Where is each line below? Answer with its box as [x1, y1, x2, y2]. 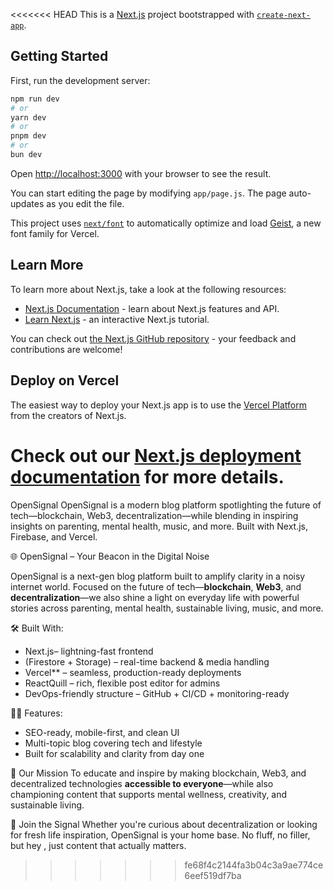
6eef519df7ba [184, 869, 242, 881]
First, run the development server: [10, 74, 151, 86]
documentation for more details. [10, 465, 285, 488]
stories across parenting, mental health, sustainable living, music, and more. [10, 602, 324, 614]
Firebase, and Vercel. [10, 530, 98, 543]
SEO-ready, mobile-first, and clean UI [24, 726, 180, 738]
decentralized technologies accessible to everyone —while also [10, 777, 274, 789]
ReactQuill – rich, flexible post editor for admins [24, 677, 221, 689]
